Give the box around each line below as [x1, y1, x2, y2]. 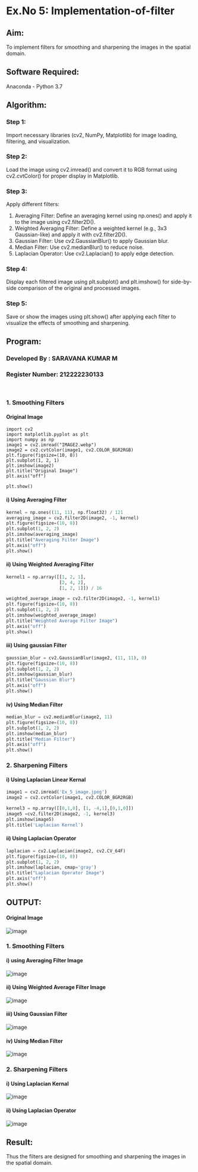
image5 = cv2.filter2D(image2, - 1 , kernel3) [6, 811, 116, 817]
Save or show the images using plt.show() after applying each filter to [6, 313, 176, 320]
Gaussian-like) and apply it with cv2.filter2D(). [14, 231, 127, 238]
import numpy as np [6, 437, 55, 443]
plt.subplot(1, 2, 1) [6, 457, 60, 464]
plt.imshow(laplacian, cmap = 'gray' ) [6, 864, 97, 871]
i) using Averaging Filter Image [6, 957, 84, 964]
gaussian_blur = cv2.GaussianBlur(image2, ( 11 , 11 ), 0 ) [6, 655, 147, 661]
